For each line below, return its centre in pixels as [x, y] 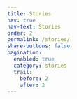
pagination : [24, 53]
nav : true [22, 20]
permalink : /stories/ [39, 40]
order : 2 [20, 33]
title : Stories [29, 14]
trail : [23, 72]
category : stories [41, 66]
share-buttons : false [39, 46]
